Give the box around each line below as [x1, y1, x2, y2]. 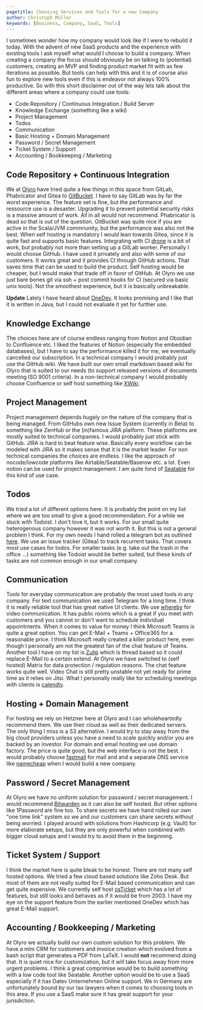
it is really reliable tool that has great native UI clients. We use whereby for [6, 603, 191, 611]
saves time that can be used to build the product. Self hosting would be [6, 263, 185, 270]
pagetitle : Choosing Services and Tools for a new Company [6, 9, 159, 15]
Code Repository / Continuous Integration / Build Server [15, 100, 155, 108]
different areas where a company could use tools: [6, 89, 130, 96]
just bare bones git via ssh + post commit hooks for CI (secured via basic [6, 276, 189, 283]
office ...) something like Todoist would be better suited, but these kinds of [6, 551, 192, 558]
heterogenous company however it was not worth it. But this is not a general [6, 524, 197, 532]
